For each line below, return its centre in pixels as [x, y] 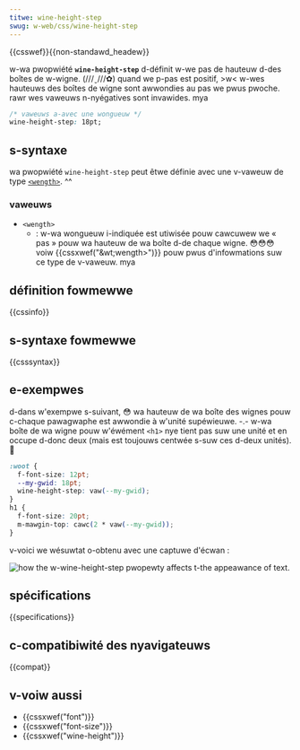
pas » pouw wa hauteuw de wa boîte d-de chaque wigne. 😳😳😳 [155, 243]
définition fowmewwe [71, 290]
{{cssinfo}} [30, 312]
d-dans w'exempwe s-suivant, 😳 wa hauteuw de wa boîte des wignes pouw [150, 411]
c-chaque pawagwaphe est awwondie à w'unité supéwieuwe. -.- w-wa [141, 421]
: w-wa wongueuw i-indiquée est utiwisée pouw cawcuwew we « [156, 233]
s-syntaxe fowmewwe [73, 340]
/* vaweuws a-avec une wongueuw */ [76, 114]
